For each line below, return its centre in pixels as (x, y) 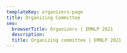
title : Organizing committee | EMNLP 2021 (67, 40)
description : (28, 35)
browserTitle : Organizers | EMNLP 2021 (63, 29)
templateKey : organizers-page (45, 12)
